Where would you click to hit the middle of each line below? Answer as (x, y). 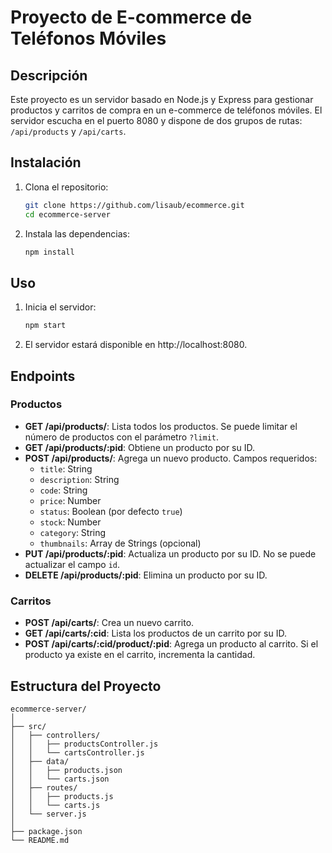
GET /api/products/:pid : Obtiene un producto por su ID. (139, 447)
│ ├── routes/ (44, 787)
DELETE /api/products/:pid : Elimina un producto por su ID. (146, 575)
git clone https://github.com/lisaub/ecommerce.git (134, 205)
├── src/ (28, 726)
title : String (66, 468)
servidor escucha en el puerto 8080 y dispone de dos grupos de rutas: (156, 120)
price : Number (70, 500)
